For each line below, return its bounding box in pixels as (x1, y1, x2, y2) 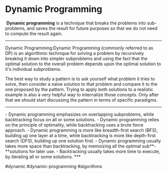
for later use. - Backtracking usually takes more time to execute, (29, 148, 161, 154)
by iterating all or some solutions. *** (5, 154, 81, 160)
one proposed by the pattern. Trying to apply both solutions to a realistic (5, 86, 154, 92)
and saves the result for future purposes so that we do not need (26, 25, 158, 31)
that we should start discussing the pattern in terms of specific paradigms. (5, 97, 158, 103)
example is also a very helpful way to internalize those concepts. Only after (5, 91, 159, 98)
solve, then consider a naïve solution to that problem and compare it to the (5, 81, 158, 87)
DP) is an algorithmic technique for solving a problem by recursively (5, 50, 144, 56)
